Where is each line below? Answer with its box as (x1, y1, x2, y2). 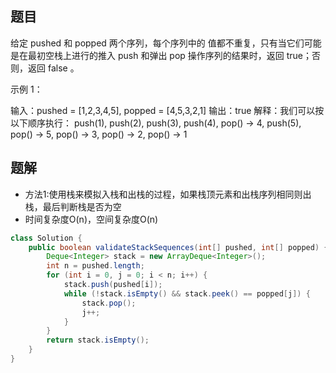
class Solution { (10, 233, 83, 243)
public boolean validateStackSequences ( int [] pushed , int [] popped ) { (28, 242, 329, 252)
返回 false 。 (27, 62, 80, 74)
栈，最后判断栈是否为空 (24, 200, 122, 212)
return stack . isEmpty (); (46, 335, 150, 346)
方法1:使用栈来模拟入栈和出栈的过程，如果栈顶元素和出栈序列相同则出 (24, 188, 312, 200)
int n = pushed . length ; (46, 261, 145, 271)
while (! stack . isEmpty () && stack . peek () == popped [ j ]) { (63, 288, 311, 299)
